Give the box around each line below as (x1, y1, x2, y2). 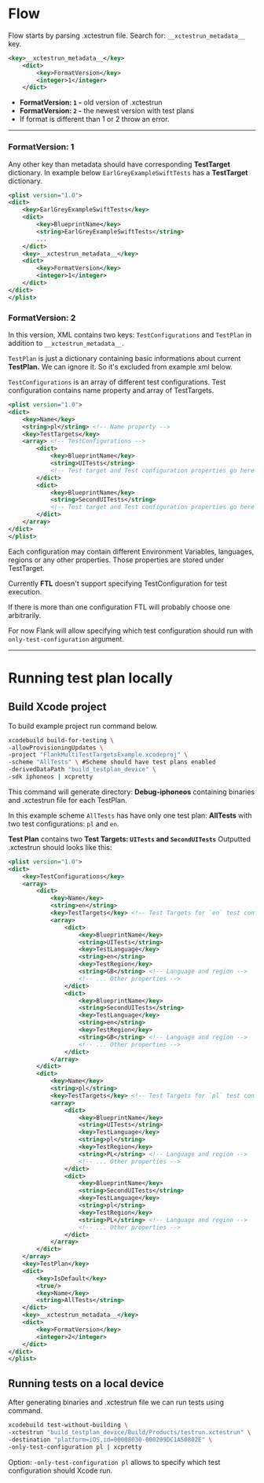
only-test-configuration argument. (8, 634, 124, 643)
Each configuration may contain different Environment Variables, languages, (8, 546, 255, 556)
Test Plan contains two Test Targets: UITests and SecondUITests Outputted (8, 834, 251, 844)
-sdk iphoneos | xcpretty (8, 773, 93, 781)
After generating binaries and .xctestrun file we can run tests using (8, 1397, 224, 1408)
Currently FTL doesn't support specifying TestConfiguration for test (8, 579, 228, 588)
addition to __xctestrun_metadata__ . (8, 339, 124, 348)
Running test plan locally (8, 669, 173, 686)
